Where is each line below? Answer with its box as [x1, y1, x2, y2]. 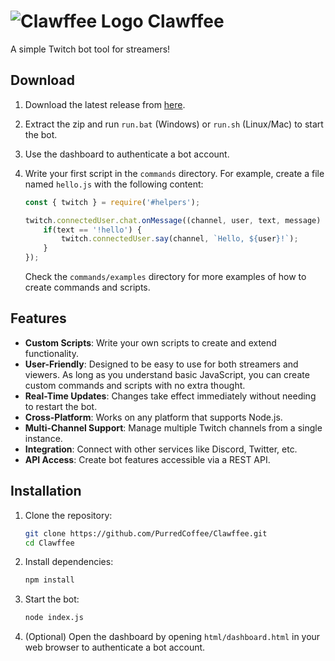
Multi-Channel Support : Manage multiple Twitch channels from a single [24, 421, 323, 434]
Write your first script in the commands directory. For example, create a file [24, 167, 325, 179]
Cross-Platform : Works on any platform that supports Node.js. [24, 411, 283, 423]
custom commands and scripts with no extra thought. [24, 379, 246, 391]
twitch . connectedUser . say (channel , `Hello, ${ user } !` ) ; [61, 234, 299, 244]
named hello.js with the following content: [24, 178, 204, 190]
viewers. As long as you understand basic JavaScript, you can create [24, 368, 310, 380]
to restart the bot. [24, 400, 98, 412]
